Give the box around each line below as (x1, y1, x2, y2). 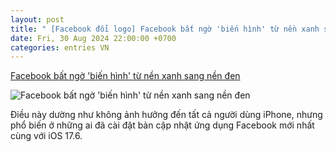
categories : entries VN (10, 42, 110, 53)
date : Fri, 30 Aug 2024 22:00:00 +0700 (10, 33, 177, 43)
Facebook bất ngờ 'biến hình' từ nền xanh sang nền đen (10, 70, 241, 82)
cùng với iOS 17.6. (10, 130, 83, 142)
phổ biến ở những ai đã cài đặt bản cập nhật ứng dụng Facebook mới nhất (10, 119, 315, 131)
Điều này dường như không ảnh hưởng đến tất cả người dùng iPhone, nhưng (10, 109, 323, 121)
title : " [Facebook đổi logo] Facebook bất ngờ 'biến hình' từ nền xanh (10, 24, 320, 34)
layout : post (10, 14, 65, 25)
